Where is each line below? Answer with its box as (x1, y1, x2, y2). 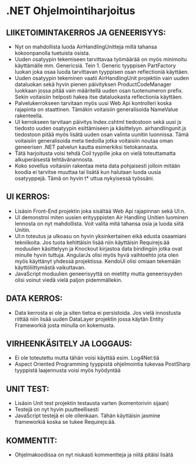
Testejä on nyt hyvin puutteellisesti (14, 406, 99, 413)
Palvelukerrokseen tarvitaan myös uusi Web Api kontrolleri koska (14, 100, 172, 107)
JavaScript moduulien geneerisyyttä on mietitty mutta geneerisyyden (14, 270, 182, 277)
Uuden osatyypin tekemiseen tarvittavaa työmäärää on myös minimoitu (14, 56, 187, 62)
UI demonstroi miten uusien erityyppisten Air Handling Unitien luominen (14, 213, 188, 221)
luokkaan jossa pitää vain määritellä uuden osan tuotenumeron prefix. (14, 87, 184, 94)
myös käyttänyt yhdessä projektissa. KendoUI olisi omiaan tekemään (14, 258, 181, 265)
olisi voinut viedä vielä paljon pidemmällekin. (14, 276, 122, 284)
